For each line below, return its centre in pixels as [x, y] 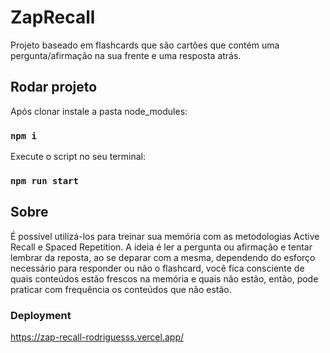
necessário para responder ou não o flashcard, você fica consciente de [157, 268]
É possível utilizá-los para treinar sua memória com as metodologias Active [165, 236]
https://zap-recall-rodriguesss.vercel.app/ [97, 337]
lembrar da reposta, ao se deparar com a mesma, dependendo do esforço [163, 257]
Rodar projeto [54, 87]
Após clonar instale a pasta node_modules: [99, 111]
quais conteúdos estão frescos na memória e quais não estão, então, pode [164, 278]
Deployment [41, 315]
